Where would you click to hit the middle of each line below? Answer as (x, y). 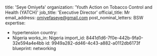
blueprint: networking (34, 48)
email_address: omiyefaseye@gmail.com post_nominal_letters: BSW (74, 18)
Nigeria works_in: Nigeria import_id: (49, 38)
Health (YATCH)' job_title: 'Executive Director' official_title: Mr (67, 12)
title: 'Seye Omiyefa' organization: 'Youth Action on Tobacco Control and (79, 7)
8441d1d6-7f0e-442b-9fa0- (115, 38)
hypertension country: (35, 32)
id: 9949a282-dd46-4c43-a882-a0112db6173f (93, 43)
